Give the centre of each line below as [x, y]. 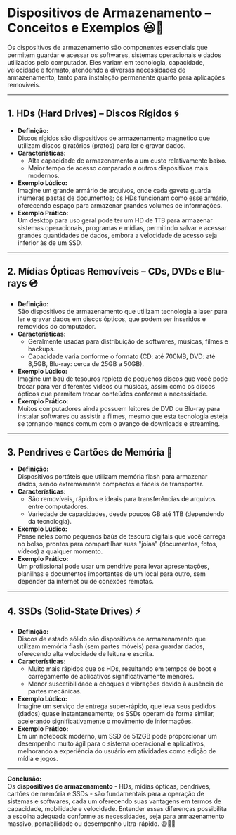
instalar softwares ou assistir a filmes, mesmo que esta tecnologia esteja [123, 416]
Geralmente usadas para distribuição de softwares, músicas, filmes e [128, 341]
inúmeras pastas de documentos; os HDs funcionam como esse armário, [123, 198]
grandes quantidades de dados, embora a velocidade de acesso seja [117, 235]
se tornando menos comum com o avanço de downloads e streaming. [118, 423]
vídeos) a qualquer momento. [60, 551]
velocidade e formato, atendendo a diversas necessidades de [97, 70]
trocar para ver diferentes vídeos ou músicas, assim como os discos [116, 386]
